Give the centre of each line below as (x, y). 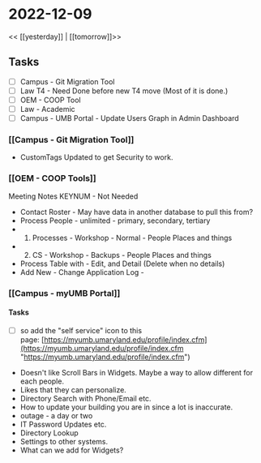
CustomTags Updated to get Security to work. (96, 157)
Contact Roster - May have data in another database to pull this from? (137, 212)
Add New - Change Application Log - (82, 272)
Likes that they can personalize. (73, 389)
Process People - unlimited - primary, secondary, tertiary (115, 221)
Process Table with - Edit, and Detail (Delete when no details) (122, 264)
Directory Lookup (49, 433)
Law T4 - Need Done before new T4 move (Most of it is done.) (124, 91)
